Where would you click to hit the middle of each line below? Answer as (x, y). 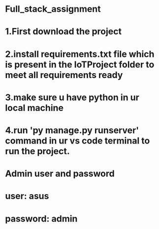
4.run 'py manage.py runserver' (72, 130)
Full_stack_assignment (53, 9)
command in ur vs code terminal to (78, 141)
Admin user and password (60, 174)
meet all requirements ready (64, 75)
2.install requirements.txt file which (80, 54)
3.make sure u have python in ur (72, 97)
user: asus (27, 196)
